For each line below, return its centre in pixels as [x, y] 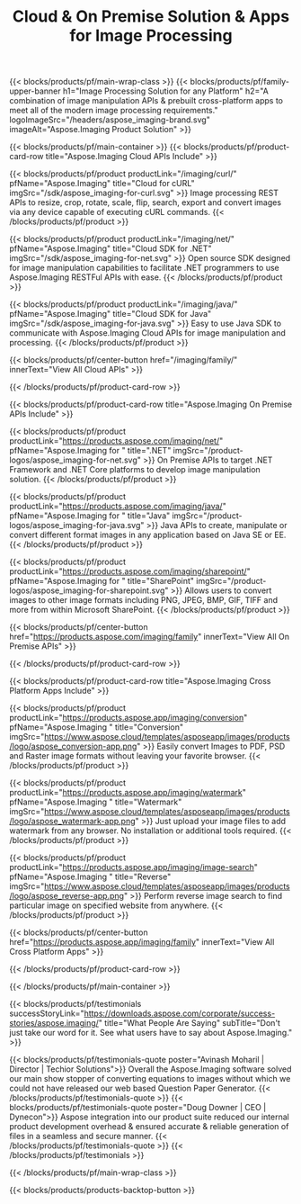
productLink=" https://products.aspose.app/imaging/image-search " [134, 867]
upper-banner [35, 91]
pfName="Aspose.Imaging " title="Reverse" [90, 877]
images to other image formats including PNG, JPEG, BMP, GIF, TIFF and [144, 600]
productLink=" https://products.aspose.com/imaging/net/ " [116, 441]
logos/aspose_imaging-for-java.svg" [77, 526]
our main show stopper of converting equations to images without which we [150, 1079]
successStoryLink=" [47, 1013]
